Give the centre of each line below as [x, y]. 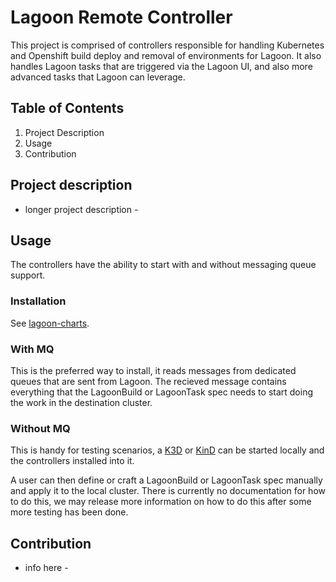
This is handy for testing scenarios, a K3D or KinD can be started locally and [167, 450]
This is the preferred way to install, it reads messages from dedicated [153, 370]
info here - [46, 568]
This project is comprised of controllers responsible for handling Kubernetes [167, 45]
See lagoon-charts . [50, 323]
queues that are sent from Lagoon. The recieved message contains [148, 381]
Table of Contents [67, 108]
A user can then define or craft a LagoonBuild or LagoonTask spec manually [166, 480]
